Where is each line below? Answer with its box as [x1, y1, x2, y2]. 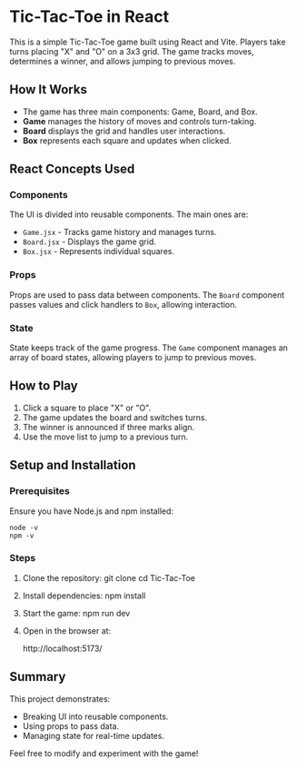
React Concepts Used [9, 162, 135, 177]
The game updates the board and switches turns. [22, 411, 207, 423]
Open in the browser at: [22, 625, 112, 636]
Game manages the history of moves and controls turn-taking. [22, 115, 257, 126]
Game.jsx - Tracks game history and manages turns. [22, 227, 217, 238]
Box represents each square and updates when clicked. [22, 134, 232, 146]
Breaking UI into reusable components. [22, 711, 169, 722]
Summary [9, 669, 66, 684]
